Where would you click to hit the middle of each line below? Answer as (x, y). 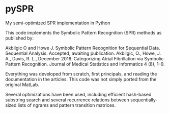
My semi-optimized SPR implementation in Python (58, 23)
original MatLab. (22, 85)
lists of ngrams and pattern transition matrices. (67, 105)
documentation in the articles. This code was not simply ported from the (81, 79)
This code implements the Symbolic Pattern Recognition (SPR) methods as (83, 32)
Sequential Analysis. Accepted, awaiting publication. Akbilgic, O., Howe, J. (83, 53)
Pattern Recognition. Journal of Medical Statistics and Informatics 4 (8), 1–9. (85, 64)
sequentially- (144, 100)
